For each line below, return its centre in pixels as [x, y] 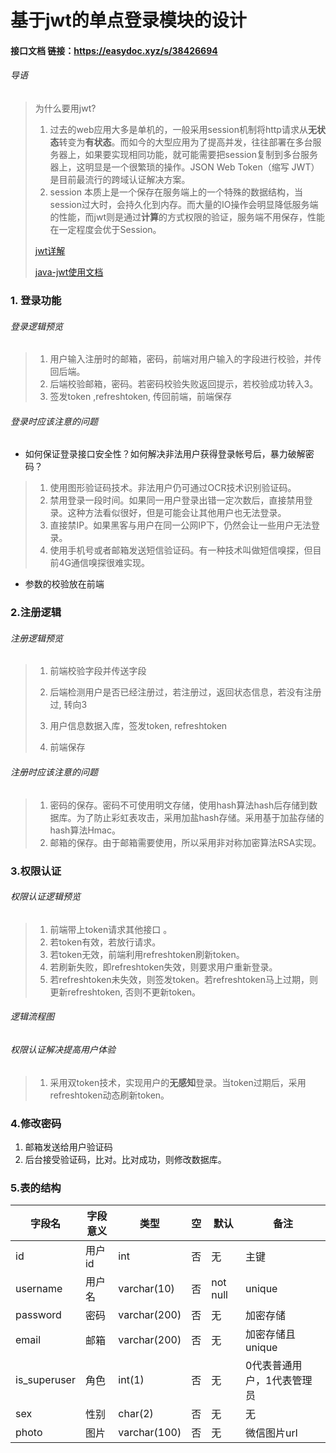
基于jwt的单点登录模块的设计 [128, 20]
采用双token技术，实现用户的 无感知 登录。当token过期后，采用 [178, 1082]
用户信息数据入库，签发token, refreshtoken [138, 726]
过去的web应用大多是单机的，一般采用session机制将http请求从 [178, 129]
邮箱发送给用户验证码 [68, 1147]
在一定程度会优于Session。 [105, 229]
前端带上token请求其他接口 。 [111, 929]
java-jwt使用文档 [69, 272]
